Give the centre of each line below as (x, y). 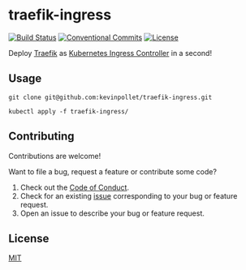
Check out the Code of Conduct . (75, 187)
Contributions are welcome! (55, 156)
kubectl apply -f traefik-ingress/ (69, 111)
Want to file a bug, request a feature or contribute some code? (113, 171)
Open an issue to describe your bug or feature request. (112, 213)
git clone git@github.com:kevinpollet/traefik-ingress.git (110, 97)
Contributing (41, 137)
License (29, 238)
